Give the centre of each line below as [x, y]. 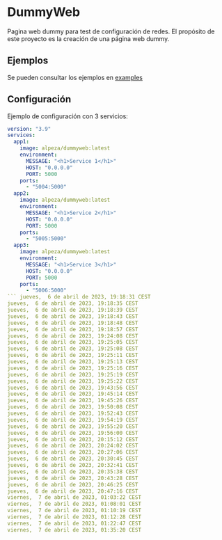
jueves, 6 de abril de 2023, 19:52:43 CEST [73, 414]
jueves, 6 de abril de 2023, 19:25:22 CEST [73, 381]
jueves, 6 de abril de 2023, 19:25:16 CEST [73, 368]
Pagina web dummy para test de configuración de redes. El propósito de [111, 31]
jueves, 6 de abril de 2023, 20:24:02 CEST [73, 446]
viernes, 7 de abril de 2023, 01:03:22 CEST [74, 498]
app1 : [22, 142]
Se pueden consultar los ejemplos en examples [75, 77]
